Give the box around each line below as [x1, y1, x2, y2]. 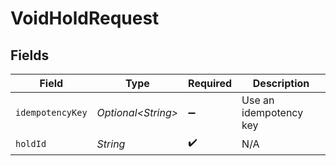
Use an [241, 93, 275, 107]
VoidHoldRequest [10, 7, 160, 30]
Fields [10, 47, 50, 64]
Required [188, 77, 233, 90]
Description [252, 77, 310, 90]
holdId [15, 138, 47, 149]
